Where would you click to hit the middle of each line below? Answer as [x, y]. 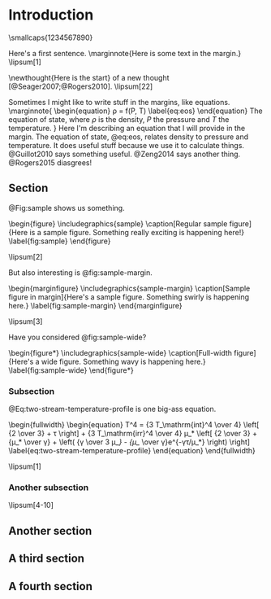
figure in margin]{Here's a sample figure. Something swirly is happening [129, 297]
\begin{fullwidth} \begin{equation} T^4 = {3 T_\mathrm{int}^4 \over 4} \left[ [134, 425]
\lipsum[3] [26, 321]
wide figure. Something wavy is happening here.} [123, 361]
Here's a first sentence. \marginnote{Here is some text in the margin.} [125, 53]
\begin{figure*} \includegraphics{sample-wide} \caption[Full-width [120, 352]
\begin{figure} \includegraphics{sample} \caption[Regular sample [118, 223]
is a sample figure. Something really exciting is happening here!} [137, 232]
